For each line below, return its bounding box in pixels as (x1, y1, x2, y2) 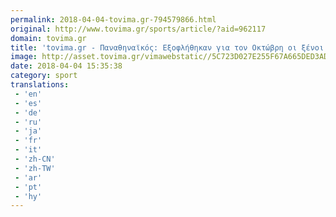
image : (10, 52, 38, 62)
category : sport (10, 71, 78, 81)
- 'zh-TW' (14, 163, 56, 173)
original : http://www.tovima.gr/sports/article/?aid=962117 (10, 24, 267, 34)
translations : (10, 80, 70, 90)
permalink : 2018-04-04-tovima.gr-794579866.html (10, 14, 217, 25)
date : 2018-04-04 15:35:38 (10, 61, 123, 71)
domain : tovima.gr (10, 33, 87, 43)
